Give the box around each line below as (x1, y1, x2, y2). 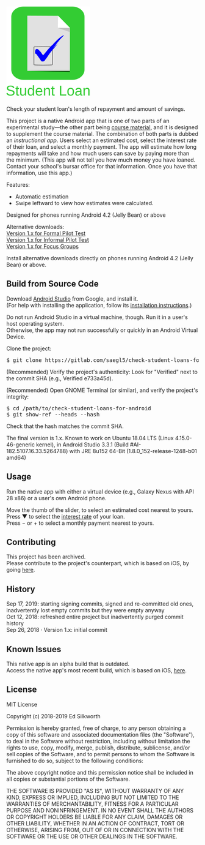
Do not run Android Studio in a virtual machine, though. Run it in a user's (6, 313, 188, 321)
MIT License (6, 700, 38, 708)
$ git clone (6, 356, 42, 364)
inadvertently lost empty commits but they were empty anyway (6, 607, 165, 614)
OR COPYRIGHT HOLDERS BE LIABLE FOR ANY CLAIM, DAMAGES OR (6, 813, 183, 821)
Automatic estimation (15, 193, 69, 200)
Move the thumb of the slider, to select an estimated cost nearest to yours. (6, 506, 193, 514)
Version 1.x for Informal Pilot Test (6, 236, 90, 243)
